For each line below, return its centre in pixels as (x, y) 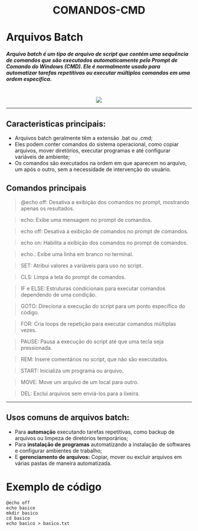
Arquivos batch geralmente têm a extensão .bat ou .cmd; (84, 138)
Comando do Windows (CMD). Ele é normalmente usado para (83, 66)
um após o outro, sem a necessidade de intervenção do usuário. (93, 169)
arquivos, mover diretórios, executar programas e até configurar (93, 150)
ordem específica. (29, 79)
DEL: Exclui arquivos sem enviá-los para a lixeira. (80, 394)
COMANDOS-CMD (99, 10)
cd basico (18, 518)
